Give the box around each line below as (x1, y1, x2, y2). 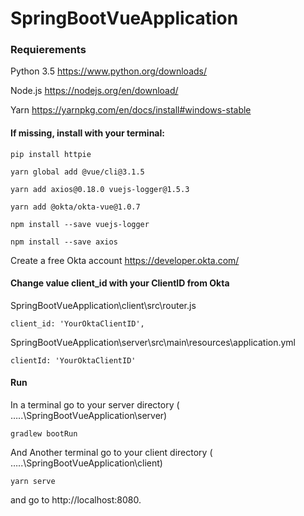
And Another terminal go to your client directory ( (10, 447, 213, 459)
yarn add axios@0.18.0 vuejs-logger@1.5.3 (10, 184, 190, 194)
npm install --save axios (10, 237, 118, 247)
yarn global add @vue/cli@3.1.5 (10, 167, 145, 177)
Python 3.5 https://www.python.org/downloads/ (10, 65, 208, 77)
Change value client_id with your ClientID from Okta (10, 277, 230, 289)
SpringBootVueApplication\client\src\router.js (10, 299, 197, 311)
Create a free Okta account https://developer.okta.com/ (10, 254, 240, 266)
